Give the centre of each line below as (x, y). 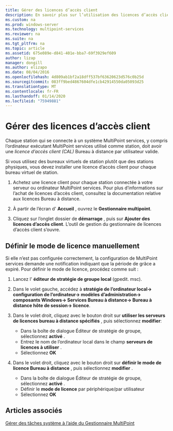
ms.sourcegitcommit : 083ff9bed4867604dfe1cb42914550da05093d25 (75, 82)
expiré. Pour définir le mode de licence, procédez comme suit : (72, 269)
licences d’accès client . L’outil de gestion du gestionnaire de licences (87, 224)
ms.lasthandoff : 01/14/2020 (36, 96)
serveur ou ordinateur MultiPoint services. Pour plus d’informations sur (88, 188)
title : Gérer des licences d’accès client (51, 10)
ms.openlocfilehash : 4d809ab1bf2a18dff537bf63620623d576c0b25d (75, 77)
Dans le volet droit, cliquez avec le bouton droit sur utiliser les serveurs (89, 315)
